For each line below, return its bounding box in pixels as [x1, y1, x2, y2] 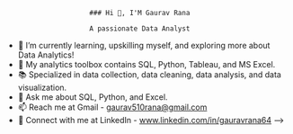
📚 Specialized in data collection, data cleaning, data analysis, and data [17, 69, 281, 80]
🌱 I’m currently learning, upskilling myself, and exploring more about [17, 40, 271, 50]
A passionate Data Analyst [89, 24, 191, 33]
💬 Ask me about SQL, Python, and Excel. [17, 92, 168, 103]
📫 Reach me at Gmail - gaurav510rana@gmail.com [17, 102, 208, 112]
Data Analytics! [17, 49, 75, 60]
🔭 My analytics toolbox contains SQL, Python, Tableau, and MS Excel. [17, 59, 276, 69]
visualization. [17, 82, 67, 93]
